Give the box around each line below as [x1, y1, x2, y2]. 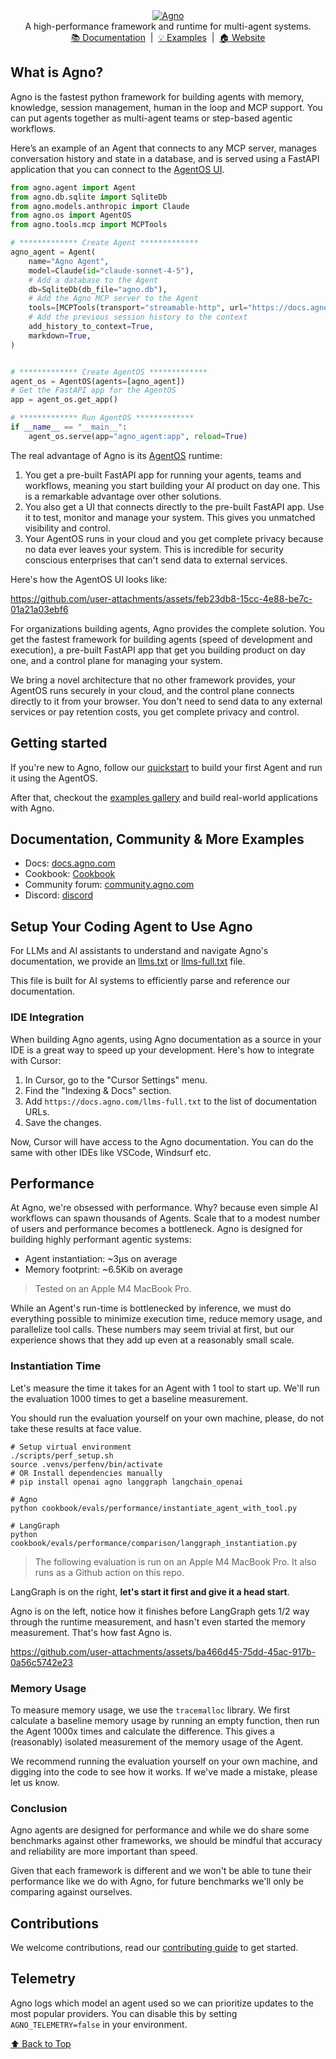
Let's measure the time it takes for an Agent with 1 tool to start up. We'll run [10, 1382, 320, 1394]
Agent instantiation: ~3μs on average [24, 1253, 178, 1265]
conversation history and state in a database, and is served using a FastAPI [10, 152, 320, 164]
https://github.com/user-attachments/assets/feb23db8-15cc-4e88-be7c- [10, 592, 313, 604]
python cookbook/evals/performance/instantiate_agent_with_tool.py [10, 1503, 298, 1513]
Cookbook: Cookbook [24, 868, 116, 880]
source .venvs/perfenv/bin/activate [10, 1459, 163, 1469]
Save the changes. [24, 1116, 102, 1128]
